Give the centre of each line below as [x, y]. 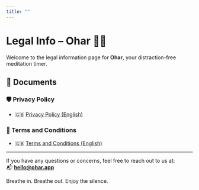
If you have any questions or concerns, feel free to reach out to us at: [91, 160]
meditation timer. [27, 63]
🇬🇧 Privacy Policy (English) [49, 115]
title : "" [18, 12]
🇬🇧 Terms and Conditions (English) [58, 143]
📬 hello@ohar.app [30, 167]
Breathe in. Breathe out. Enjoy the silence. [57, 181]
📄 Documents [32, 82]
